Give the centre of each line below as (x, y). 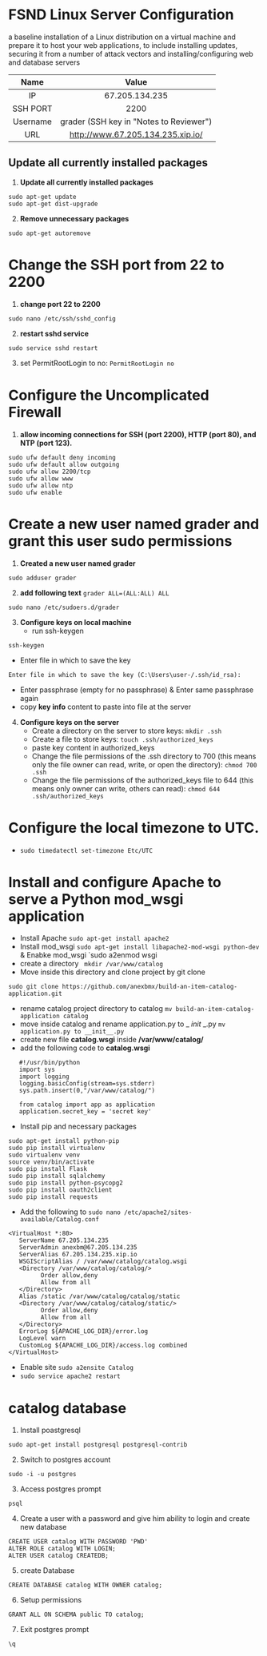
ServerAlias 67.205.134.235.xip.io (78, 1255)
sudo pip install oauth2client (60, 1190)
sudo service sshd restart (53, 348)
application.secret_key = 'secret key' (85, 1112)
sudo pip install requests (53, 1197)
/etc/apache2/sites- (158, 1212)
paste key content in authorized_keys (93, 747)
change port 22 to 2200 (60, 304)
